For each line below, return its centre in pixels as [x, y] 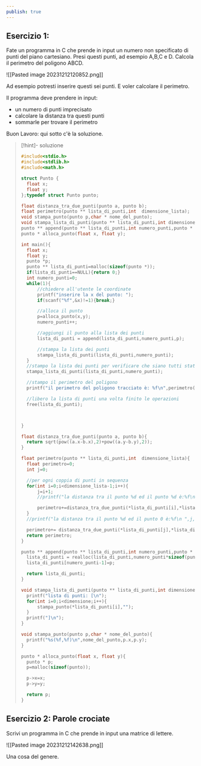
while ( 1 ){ [39, 283]
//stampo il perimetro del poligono [72, 383]
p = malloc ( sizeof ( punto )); [59, 667]
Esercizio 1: [28, 36]
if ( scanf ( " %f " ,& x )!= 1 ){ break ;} [76, 300]
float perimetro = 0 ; [51, 464]
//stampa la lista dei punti [73, 349]
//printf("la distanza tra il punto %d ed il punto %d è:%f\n [116, 497]
